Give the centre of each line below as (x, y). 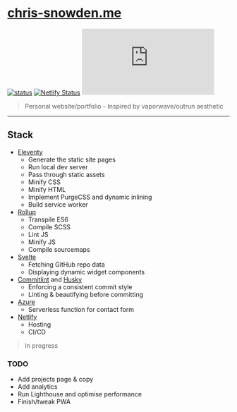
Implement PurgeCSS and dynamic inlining (90, 197)
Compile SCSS (49, 226)
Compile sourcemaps (59, 249)
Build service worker (58, 204)
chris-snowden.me (65, 13)
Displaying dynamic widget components (86, 272)
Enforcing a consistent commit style (80, 286)
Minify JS (42, 242)
